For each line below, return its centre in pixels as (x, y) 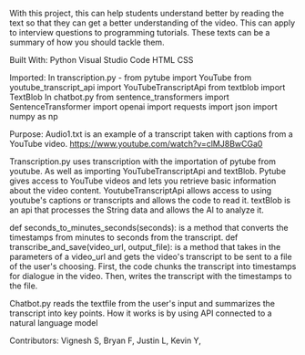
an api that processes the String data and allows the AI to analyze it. (137, 210)
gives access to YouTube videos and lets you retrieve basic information (143, 181)
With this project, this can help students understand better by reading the (147, 13)
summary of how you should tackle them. (87, 42)
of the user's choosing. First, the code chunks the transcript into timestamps (153, 266)
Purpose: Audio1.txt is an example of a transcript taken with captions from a (151, 134)
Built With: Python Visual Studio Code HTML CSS (102, 60)
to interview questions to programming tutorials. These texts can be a (140, 32)
